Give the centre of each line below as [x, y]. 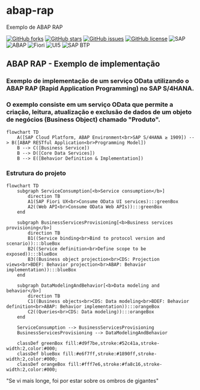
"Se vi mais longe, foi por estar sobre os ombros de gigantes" [83, 380]
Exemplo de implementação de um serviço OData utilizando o [98, 81]
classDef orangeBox [41, 364]
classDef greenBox [40, 343]
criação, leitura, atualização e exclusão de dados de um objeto [99, 112]
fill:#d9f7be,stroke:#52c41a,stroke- [113, 343]
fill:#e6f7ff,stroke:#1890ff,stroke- [110, 354]
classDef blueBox [39, 354]
